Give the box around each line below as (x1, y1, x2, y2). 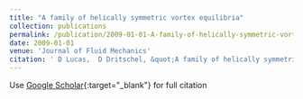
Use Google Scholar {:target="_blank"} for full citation (9, 80, 207, 90)
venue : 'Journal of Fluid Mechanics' (9, 47, 151, 56)
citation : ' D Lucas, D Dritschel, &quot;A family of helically (9, 55, 260, 64)
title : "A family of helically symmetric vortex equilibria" (9, 13, 244, 22)
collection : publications (9, 22, 106, 31)
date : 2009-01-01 (9, 38, 75, 48)
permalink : (9, 30, 50, 39)
